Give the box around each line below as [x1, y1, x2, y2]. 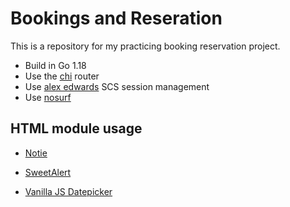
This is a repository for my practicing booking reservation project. [10, 40, 281, 52]
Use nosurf [24, 91, 72, 103]
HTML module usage [10, 120, 143, 137]
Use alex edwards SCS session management [24, 80, 210, 92]
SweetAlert [24, 166, 72, 178]
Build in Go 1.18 [24, 59, 87, 71]
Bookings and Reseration [10, 7, 223, 30]
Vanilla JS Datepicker [24, 185, 113, 197]
